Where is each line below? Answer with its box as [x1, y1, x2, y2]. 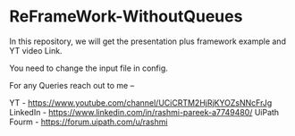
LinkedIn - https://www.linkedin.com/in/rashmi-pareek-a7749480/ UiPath [9, 106, 280, 117]
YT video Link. [9, 45, 63, 55]
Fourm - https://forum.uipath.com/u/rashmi [9, 116, 168, 127]
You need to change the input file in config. [9, 63, 168, 73]
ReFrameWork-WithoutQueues [9, 6, 243, 27]
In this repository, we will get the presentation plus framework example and [9, 36, 286, 47]
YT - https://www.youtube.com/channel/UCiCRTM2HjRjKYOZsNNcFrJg [9, 97, 273, 108]
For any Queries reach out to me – [9, 80, 135, 90]
